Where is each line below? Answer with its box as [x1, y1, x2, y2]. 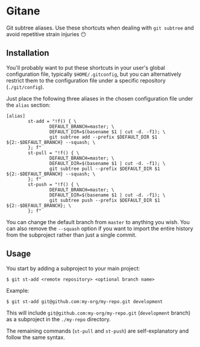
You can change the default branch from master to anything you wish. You [6, 218, 190, 225]
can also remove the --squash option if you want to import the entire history [6, 225, 194, 232]
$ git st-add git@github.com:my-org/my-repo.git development [6, 298, 163, 305]
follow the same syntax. [6, 333, 65, 341]
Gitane [6, 4, 40, 18]
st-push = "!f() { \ [28, 181, 80, 187]
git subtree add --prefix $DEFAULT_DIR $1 [49, 134, 158, 140]
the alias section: [6, 101, 51, 108]
